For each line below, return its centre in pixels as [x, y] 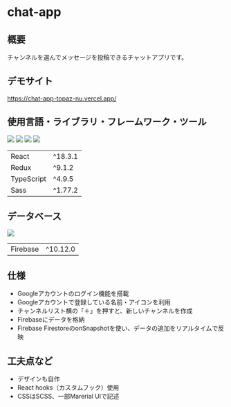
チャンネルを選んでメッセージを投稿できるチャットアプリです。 [98, 57]
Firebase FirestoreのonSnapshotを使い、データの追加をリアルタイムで [118, 328]
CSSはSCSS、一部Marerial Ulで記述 [68, 397]
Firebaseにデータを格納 [51, 320]
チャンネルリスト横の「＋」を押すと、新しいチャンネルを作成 [105, 311]
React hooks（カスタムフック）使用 [68, 388]
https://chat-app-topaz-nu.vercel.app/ [62, 98]
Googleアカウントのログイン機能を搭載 [73, 294]
